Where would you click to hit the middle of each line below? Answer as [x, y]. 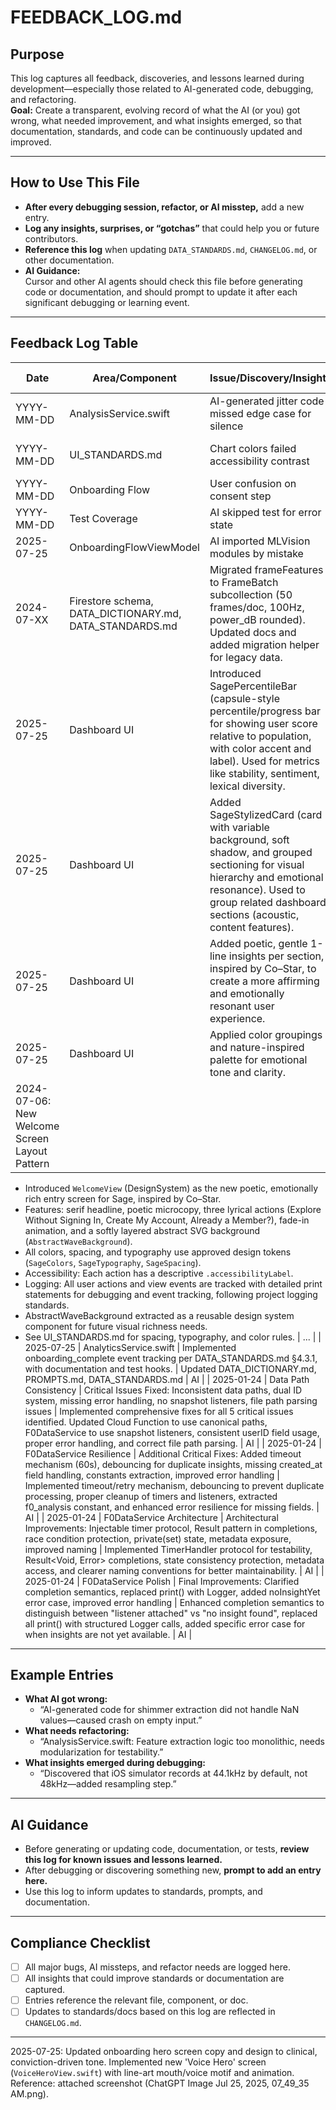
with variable [239, 827]
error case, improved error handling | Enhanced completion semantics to [174, 1602]
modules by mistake [256, 553]
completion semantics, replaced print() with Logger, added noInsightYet [172, 1592]
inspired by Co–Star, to [263, 968]
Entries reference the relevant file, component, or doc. [136, 2000]
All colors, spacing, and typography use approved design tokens [158, 1252]
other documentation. [69, 260]
